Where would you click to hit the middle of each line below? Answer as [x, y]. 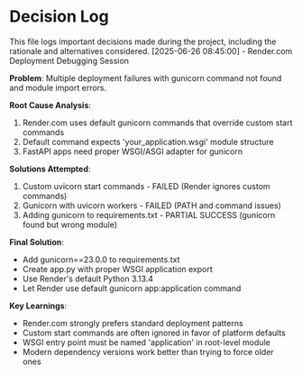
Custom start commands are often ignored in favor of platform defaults [154, 333]
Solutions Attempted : [50, 169]
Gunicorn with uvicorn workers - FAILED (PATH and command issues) [152, 205]
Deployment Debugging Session [69, 60]
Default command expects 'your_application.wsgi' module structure [148, 141]
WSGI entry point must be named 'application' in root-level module [146, 342]
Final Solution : [37, 242]
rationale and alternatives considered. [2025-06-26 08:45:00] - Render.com [151, 50]
